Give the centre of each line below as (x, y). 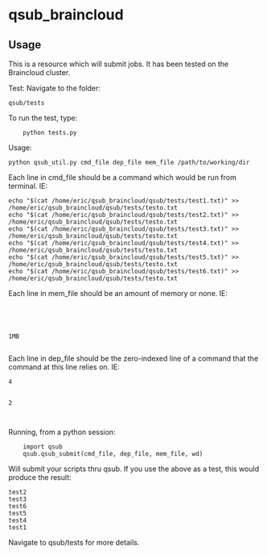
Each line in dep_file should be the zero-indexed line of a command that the (133, 358)
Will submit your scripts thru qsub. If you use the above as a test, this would (134, 469)
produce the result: (40, 477)
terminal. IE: (28, 186)
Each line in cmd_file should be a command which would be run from (123, 177)
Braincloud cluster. (39, 73)
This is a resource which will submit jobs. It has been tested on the (119, 64)
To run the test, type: (43, 118)
